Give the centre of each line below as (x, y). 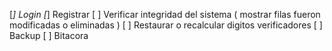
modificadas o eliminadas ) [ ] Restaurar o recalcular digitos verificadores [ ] (166, 25)
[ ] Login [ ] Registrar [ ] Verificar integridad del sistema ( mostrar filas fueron (165, 14)
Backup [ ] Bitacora (49, 35)
